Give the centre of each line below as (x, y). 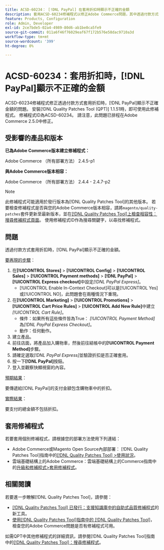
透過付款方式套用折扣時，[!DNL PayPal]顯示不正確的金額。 (64, 250)
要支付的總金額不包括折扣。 (33, 409)
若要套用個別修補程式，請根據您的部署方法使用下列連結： (63, 439)
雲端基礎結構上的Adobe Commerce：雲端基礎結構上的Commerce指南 (82, 461)
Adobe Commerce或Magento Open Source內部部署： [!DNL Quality (80, 449)
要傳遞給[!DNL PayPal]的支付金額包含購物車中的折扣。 (60, 388)
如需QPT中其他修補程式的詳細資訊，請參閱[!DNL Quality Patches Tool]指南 (80, 536)
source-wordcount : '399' (30, 42)
